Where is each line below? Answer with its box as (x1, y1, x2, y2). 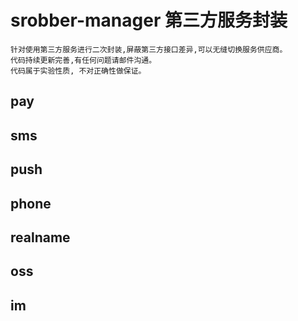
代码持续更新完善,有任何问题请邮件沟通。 (10, 55, 157, 65)
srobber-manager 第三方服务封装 (10, 9, 288, 32)
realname (10, 229, 71, 246)
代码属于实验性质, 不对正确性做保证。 (10, 66, 147, 76)
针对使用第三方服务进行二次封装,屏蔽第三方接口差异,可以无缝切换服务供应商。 (10, 44, 288, 55)
